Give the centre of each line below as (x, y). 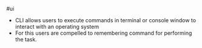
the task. (26, 39)
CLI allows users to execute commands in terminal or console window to (105, 20)
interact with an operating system (57, 27)
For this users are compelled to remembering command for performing (103, 33)
